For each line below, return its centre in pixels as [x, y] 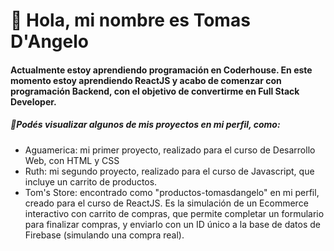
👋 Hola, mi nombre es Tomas [130, 20]
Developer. [33, 101]
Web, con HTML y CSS [72, 160]
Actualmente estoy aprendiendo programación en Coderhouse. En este [161, 70]
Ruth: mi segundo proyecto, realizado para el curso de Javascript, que [169, 171]
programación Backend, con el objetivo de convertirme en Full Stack [155, 91]
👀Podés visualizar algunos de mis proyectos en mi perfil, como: [145, 125]
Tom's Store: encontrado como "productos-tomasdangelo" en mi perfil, [172, 192]
